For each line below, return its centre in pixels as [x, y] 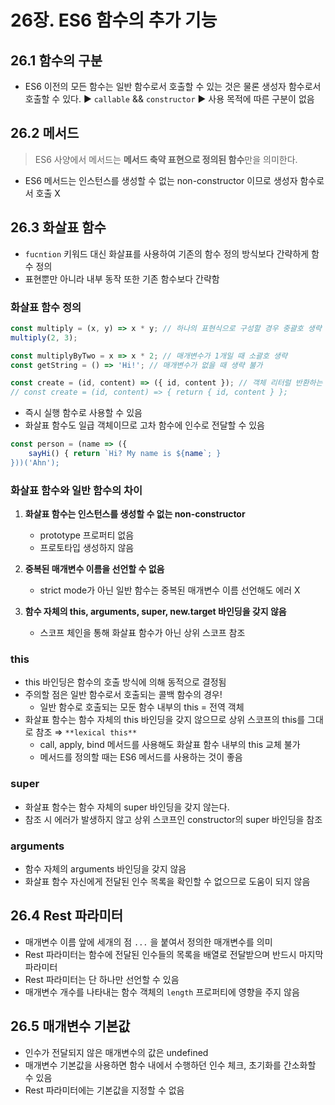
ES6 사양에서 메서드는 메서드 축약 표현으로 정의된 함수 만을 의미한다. [166, 159]
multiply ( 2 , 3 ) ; [44, 337]
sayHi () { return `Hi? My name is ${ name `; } [125, 454]
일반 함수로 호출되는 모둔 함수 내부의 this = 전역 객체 [142, 707]
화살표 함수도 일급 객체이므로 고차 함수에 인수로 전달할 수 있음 [144, 425]
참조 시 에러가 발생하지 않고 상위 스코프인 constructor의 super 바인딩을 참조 [173, 819]
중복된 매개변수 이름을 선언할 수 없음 [94, 569]
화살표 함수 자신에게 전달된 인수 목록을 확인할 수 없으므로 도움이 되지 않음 [167, 881]
